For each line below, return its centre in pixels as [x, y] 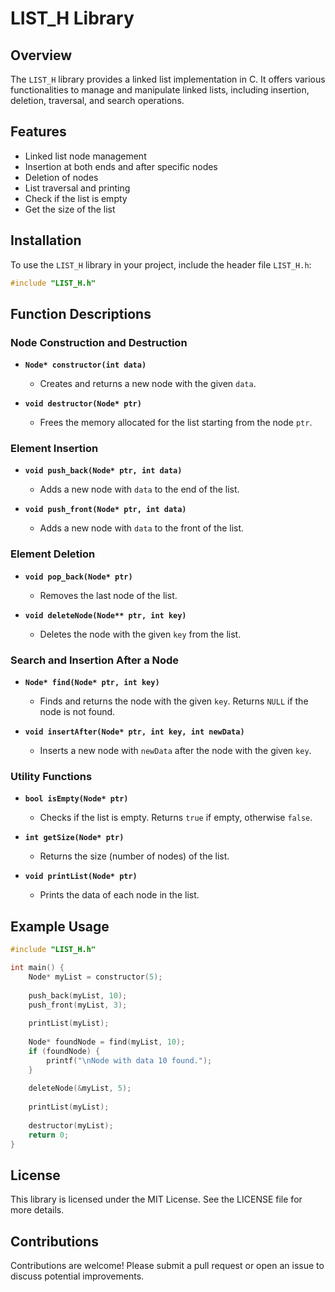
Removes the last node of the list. [108, 595]
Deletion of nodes [61, 177]
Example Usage [60, 926]
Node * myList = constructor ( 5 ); [95, 977]
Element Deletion [53, 554]
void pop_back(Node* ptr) [78, 577]
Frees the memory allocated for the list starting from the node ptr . [176, 423]
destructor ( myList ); [71, 1125]
